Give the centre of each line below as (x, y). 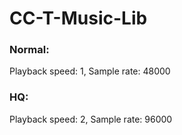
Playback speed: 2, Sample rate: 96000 (91, 119)
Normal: (29, 50)
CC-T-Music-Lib (78, 18)
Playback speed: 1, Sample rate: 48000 (90, 71)
